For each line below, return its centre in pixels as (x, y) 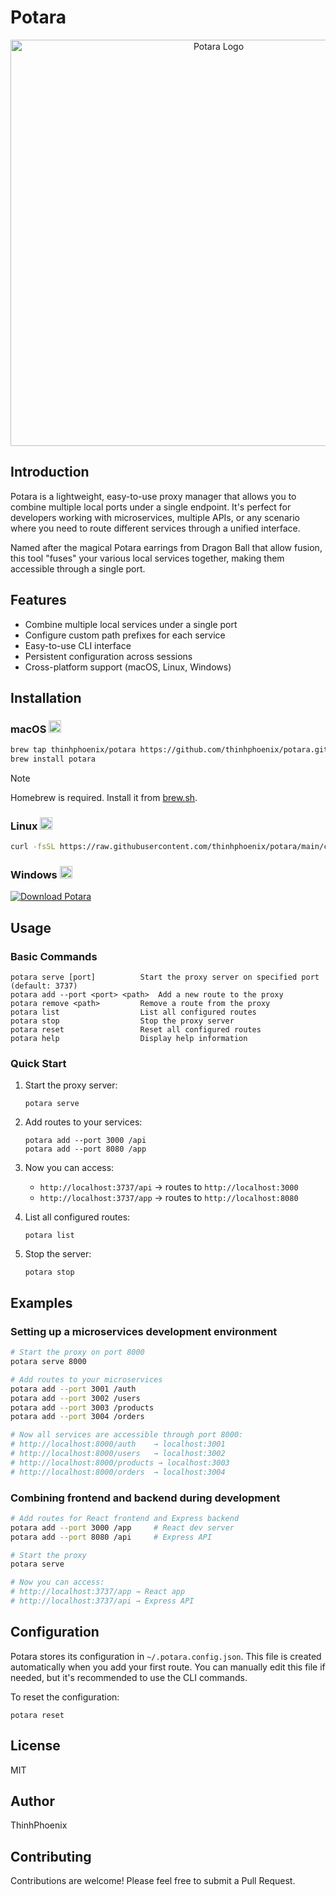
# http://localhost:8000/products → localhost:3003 (120, 1462)
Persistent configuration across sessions (108, 656)
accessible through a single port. (78, 568)
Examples (41, 1302)
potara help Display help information (129, 1039)
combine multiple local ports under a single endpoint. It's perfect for (151, 507)
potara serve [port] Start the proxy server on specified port (165, 977)
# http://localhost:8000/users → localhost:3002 (118, 1454)
